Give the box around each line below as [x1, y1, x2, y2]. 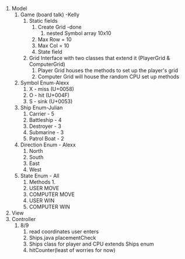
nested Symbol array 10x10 [46, 30, 112, 37]
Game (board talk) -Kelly [20, 11, 80, 18]
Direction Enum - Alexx [20, 141, 76, 148]
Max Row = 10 [37, 36, 72, 43]
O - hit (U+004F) [29, 92, 70, 99]
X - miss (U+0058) [29, 86, 75, 92]
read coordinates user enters [29, 228, 99, 235]
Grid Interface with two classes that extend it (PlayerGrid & [29, 55, 170, 61]
